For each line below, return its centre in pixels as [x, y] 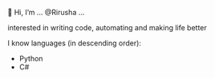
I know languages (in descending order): [75, 43]
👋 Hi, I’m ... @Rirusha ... [46, 12]
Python [31, 58]
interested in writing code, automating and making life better [107, 27]
